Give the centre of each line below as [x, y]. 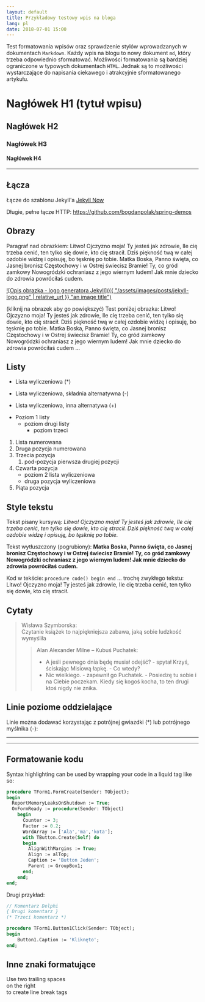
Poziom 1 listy [32, 417]
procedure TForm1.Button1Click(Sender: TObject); [71, 928]
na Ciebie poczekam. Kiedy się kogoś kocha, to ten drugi [117, 681]
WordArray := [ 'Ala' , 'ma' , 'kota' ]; [68, 832]
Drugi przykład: [26, 895]
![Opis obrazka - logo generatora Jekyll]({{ [60, 290]
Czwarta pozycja [36, 468]
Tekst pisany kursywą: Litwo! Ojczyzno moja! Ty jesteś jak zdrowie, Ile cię [99, 522]
